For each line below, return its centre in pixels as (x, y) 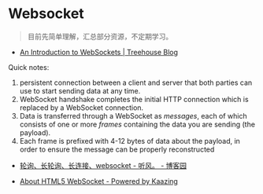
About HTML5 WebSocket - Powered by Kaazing (99, 181)
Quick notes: (29, 67)
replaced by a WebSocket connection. (81, 108)
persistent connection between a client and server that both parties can (136, 82)
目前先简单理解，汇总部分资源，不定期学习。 (100, 36)
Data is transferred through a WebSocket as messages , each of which (133, 115)
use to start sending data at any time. (80, 90)
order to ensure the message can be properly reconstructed (117, 149)
